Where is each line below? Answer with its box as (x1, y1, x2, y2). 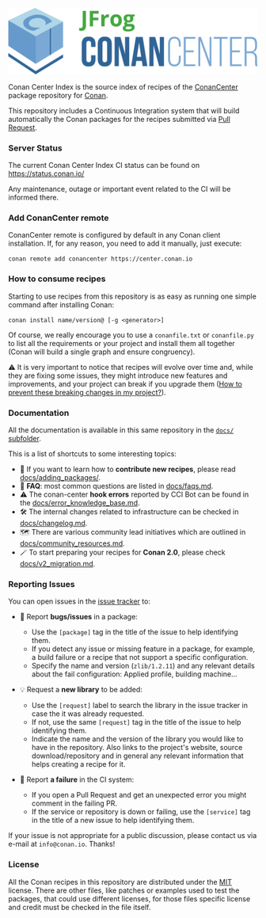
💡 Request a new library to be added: (19, 685, 142, 695)
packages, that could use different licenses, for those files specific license (8, 893, 251, 903)
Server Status (8, 143, 63, 154)
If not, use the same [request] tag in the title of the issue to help (31, 718, 241, 727)
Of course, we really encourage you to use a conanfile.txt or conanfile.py (8, 329, 255, 340)
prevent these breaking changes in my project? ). (8, 387, 166, 397)
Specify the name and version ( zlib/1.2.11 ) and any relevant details (31, 661, 255, 671)
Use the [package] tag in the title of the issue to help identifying (31, 627, 239, 637)
